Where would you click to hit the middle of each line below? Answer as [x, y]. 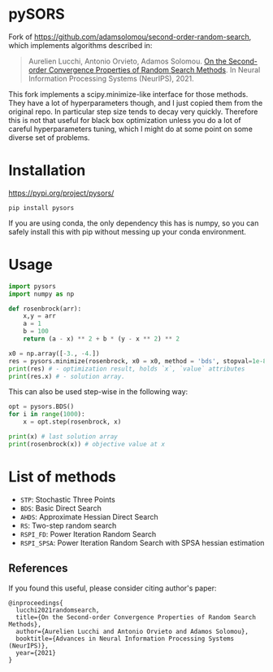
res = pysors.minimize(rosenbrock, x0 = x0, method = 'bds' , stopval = [130, 361]
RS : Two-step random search [68, 525]
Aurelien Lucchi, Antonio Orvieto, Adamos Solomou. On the [128, 61]
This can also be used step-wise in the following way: [98, 392]
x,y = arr [40, 316]
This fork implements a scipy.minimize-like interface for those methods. [128, 94]
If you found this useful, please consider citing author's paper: [113, 588]
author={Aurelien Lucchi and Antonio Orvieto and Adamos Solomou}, [132, 631]
